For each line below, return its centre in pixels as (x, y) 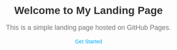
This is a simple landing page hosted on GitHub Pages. (88, 27)
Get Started (88, 41)
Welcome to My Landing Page (88, 11)
